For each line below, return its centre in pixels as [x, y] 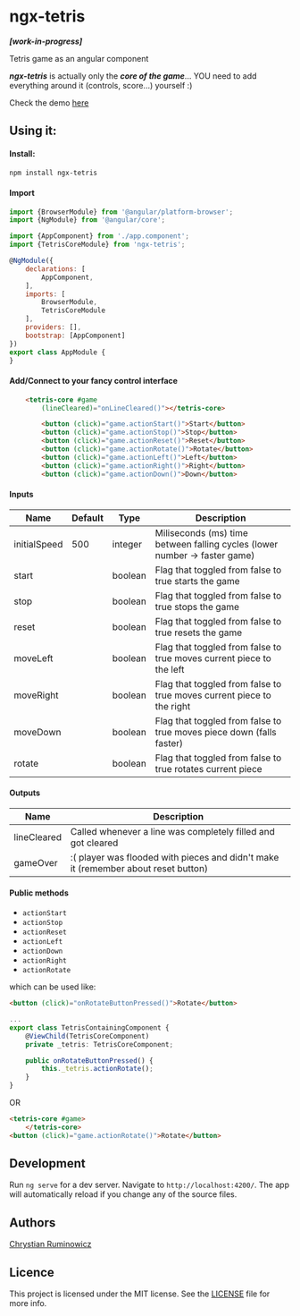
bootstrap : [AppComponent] [75, 335]
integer [127, 544]
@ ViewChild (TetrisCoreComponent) [87, 1036]
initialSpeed [38, 544]
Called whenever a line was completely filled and [172, 831]
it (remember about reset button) [139, 868]
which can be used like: [53, 987]
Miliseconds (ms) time [201, 532]
